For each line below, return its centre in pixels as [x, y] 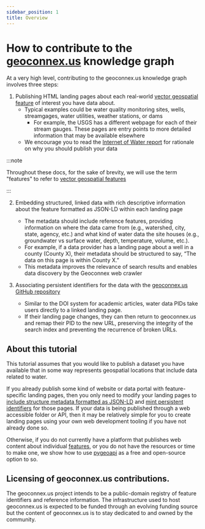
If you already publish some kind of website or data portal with [85, 389]
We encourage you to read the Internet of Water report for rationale [109, 142]
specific [17, 395]
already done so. [28, 428]
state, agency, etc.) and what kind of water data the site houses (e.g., [112, 234]
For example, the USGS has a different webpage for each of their [115, 123]
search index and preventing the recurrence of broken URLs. [101, 330]
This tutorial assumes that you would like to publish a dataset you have [95, 364]
